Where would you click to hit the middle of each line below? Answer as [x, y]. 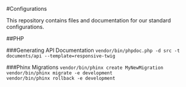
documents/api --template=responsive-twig [61, 56]
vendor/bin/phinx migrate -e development [60, 73]
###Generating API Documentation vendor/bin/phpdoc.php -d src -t [93, 50]
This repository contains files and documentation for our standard [89, 20]
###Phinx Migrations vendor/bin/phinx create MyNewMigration [85, 67]
